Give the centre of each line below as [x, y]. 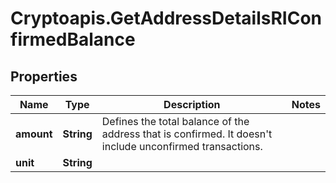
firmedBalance [73, 39]
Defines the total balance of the [175, 121]
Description [192, 104]
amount [34, 134]
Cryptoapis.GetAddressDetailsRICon [166, 18]
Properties [44, 76]
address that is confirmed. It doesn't [187, 134]
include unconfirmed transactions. [182, 146]
